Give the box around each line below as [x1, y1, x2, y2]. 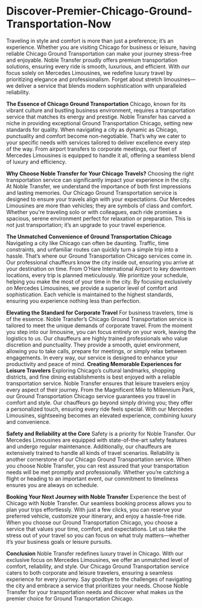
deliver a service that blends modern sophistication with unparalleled [14, 82, 187, 89]
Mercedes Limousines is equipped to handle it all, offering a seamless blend [6, 151, 195, 159]
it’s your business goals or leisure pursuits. [6, 538, 113, 545]
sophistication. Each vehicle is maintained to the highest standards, [6, 290, 174, 298]
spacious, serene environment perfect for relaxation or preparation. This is [6, 215, 191, 222]
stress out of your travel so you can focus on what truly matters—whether [6, 531, 190, 539]
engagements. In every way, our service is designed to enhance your [6, 354, 178, 361]
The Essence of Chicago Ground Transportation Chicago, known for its [6, 100, 186, 107]
